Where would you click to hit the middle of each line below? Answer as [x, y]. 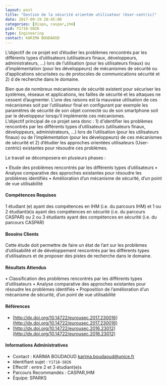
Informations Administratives [37, 345]
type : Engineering [24, 33]
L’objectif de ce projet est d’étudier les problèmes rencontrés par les [76, 52]
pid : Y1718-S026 [22, 29]
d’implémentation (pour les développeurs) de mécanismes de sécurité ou [81, 68]
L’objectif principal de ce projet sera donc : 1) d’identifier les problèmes [79, 121]
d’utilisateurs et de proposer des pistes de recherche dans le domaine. [79, 256]
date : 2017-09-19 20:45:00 [34, 19]
